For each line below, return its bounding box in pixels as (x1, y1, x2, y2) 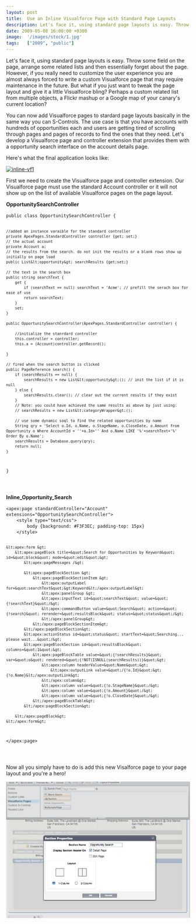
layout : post (6, 9, 38, 15)
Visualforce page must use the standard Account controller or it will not (6, 183, 178, 190)
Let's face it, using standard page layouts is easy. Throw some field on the (6, 57, 185, 64)
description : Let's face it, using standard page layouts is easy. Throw (6, 22, 190, 28)
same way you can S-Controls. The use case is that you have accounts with (6, 118, 188, 125)
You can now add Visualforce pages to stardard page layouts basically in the (6, 112, 190, 119)
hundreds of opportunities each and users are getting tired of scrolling (6, 125, 175, 131)
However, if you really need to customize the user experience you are (6, 70, 173, 76)
